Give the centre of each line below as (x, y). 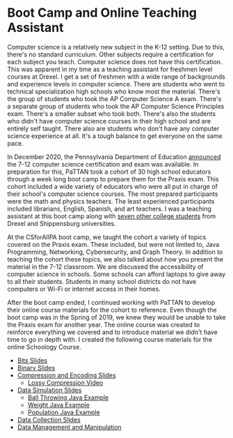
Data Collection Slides (49, 419)
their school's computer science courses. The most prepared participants (113, 194)
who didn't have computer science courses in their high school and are (109, 121)
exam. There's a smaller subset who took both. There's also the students (112, 114)
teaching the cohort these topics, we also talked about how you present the (115, 259)
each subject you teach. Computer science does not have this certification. (115, 61)
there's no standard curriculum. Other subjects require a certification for (111, 54)
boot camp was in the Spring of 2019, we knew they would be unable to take (116, 317)
